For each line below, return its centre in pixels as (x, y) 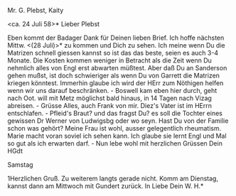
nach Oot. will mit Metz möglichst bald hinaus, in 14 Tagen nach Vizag (109, 98)
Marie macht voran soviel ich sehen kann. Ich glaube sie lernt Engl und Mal (117, 136)
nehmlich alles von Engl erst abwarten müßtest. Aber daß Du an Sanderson (117, 68)
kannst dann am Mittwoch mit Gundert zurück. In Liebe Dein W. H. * (106, 186)
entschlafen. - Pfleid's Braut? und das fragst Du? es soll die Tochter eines (115, 113)
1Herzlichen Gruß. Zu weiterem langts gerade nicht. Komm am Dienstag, (113, 178)
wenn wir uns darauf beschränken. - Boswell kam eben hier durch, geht (112, 91)
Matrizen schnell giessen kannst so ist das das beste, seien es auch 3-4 (113, 53)
